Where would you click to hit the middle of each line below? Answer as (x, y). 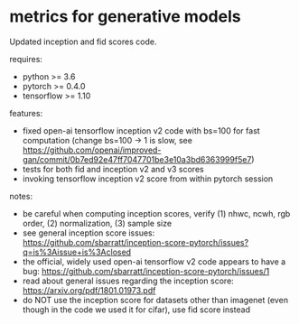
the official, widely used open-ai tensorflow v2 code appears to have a (154, 261)
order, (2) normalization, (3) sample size (97, 223)
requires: (26, 59)
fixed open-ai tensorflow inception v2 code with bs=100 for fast (141, 130)
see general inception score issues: (89, 233)
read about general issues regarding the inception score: (128, 281)
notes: (21, 196)
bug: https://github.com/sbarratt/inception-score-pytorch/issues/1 (146, 271)
